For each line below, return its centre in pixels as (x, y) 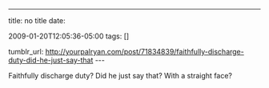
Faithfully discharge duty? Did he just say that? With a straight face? (120, 76)
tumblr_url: (26, 52)
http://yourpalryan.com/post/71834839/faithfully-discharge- (145, 52)
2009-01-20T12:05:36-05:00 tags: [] (69, 36)
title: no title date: (37, 20)
